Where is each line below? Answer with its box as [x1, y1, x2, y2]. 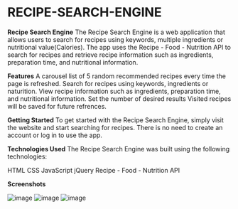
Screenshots [7, 179, 46, 188]
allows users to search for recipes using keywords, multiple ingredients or [7, 35, 224, 43]
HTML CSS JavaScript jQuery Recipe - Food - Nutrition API [7, 166, 180, 174]
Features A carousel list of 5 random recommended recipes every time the [7, 72, 226, 80]
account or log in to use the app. [7, 131, 103, 139]
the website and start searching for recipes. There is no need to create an [7, 123, 223, 132]
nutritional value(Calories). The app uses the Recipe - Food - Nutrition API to [7, 43, 231, 51]
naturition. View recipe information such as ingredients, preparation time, [7, 87, 222, 95]
